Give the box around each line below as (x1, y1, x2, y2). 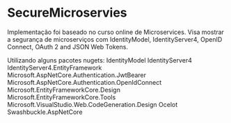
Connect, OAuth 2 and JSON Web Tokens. (7, 42, 129, 51)
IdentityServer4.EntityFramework (7, 63, 102, 72)
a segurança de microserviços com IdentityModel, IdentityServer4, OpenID (7, 35, 223, 43)
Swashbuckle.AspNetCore (7, 108, 83, 116)
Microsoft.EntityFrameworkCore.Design (7, 85, 120, 94)
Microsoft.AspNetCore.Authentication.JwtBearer (7, 71, 147, 79)
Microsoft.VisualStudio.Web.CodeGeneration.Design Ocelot (7, 100, 178, 108)
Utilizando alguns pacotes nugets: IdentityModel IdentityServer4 (7, 56, 193, 64)
